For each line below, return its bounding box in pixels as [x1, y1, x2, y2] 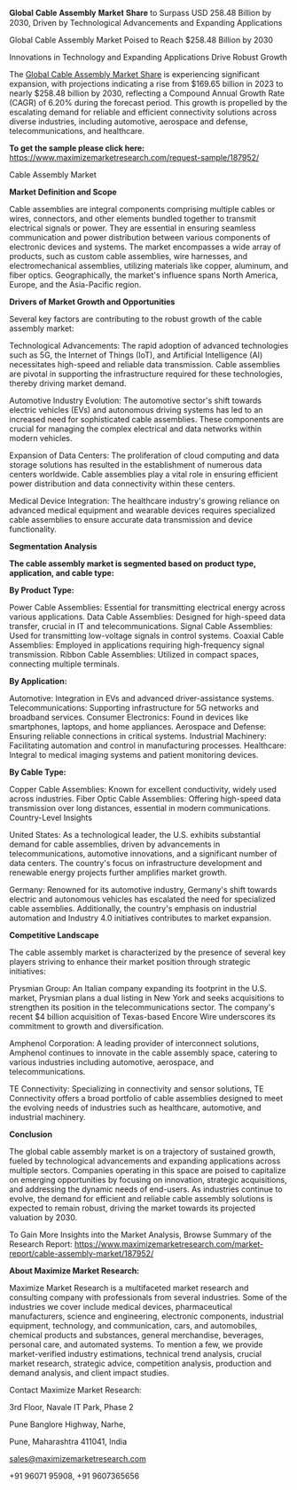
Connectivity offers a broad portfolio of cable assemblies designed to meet [9, 1093, 284, 1103]
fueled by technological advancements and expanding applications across [9, 1155, 281, 1166]
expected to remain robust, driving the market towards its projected [9, 1202, 256, 1213]
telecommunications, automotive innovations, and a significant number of [9, 848, 277, 859]
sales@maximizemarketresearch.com [9, 1454, 146, 1463]
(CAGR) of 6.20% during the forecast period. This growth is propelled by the [9, 98, 288, 107]
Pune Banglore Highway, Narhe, [9, 1419, 126, 1430]
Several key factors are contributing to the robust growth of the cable [9, 314, 262, 324]
